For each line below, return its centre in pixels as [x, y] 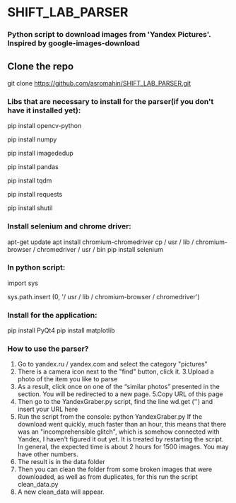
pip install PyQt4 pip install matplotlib [61, 330]
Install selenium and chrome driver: [70, 226]
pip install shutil [30, 208]
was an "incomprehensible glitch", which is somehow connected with [119, 432]
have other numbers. [48, 454]
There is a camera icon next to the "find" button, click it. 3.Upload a [116, 371]
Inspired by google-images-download [73, 43]
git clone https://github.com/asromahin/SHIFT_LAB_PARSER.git [99, 83]
